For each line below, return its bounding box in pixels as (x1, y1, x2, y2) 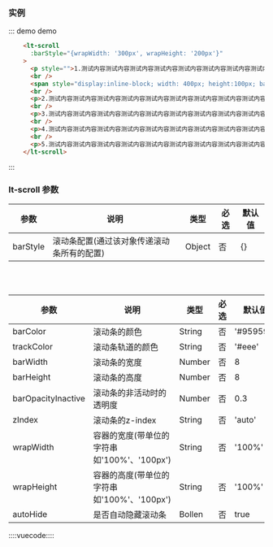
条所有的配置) (52, 247, 106, 258)
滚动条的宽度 (93, 356, 142, 367)
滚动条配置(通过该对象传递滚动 (52, 235, 171, 246)
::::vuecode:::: (8, 530, 54, 540)
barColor (12, 325, 46, 336)
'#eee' (234, 341, 259, 352)
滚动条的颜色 (93, 326, 142, 337)
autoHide (12, 508, 48, 519)
